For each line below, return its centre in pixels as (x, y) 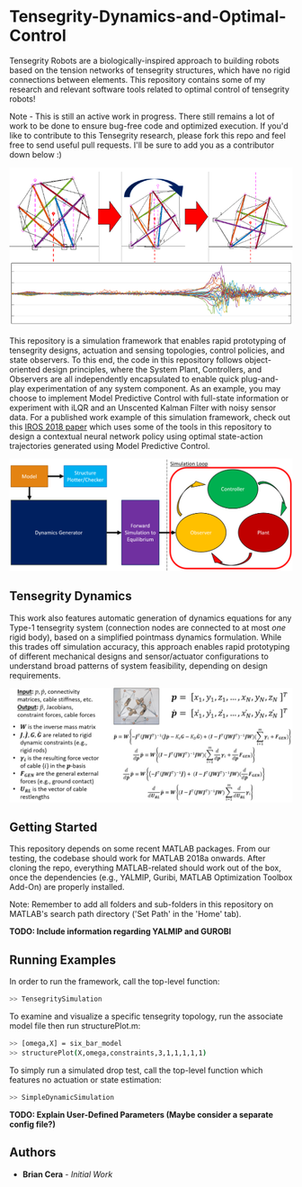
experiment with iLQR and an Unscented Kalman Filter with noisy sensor (143, 408)
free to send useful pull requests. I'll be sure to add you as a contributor (142, 145)
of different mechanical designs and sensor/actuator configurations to (139, 656)
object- (258, 360)
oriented (25, 369)
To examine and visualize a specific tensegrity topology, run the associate (146, 1016)
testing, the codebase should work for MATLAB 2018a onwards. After (138, 859)
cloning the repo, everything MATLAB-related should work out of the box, (145, 868)
